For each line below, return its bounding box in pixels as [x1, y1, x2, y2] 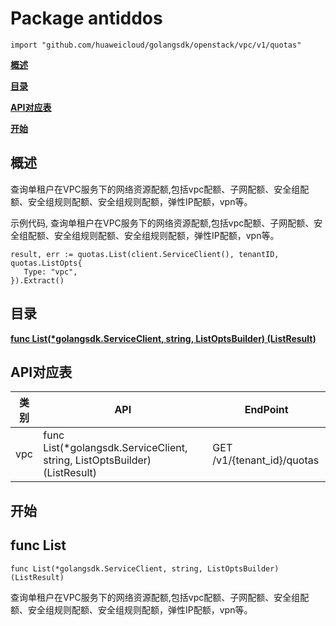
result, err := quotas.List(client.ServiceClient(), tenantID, [10, 249, 280, 259]
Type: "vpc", [23, 267, 78, 277]
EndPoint [244, 403, 289, 417]
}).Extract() [10, 275, 65, 286]
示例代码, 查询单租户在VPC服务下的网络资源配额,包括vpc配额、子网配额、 [10, 217, 315, 229]
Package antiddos [10, 7, 163, 30]
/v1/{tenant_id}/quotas [212, 453, 320, 467]
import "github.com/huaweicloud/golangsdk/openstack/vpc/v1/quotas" [10, 40, 302, 50]
